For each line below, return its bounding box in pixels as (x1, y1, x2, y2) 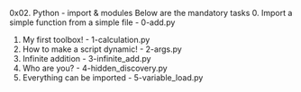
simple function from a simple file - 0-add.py (9, 17, 176, 28)
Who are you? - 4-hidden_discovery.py (22, 63, 169, 73)
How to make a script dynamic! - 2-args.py (22, 44, 182, 54)
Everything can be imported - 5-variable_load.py (22, 72, 204, 83)
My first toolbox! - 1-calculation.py (22, 35, 150, 45)
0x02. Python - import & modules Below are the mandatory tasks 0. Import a (9, 8, 293, 18)
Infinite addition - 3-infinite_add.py (22, 54, 151, 63)
